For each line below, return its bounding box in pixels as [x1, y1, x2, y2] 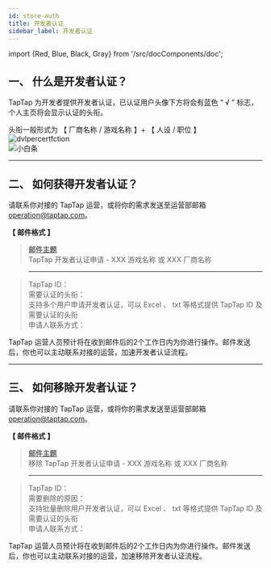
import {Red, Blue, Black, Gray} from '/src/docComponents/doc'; [8, 49, 223, 59]
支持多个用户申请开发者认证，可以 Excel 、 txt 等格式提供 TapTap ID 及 [27, 300, 263, 309]
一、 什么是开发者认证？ [8, 74, 127, 88]
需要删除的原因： [27, 493, 85, 502]
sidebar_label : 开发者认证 [8, 27, 93, 35]
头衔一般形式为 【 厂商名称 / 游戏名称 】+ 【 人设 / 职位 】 [8, 125, 201, 134]
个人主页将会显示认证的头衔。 [8, 108, 107, 117]
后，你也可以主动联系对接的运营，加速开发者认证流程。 [8, 347, 192, 357]
